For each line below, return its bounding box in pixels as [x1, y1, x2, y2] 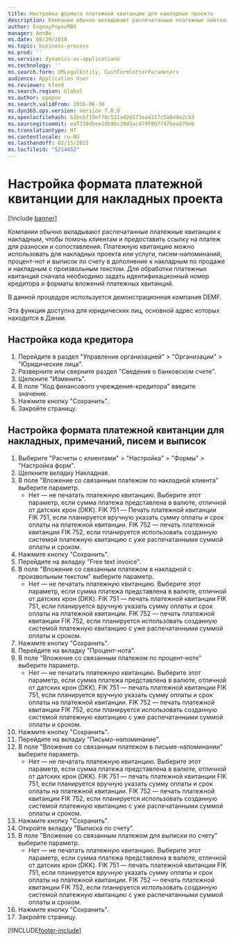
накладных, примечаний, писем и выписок [8, 435, 207, 447]
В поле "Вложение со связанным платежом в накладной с [17, 565, 192, 573]
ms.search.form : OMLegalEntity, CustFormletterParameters [8, 68, 179, 75]
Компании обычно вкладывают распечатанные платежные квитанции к [8, 227, 221, 235]
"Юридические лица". [17, 359, 83, 368]
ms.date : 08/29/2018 [8, 36, 68, 43]
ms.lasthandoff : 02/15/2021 [8, 140, 90, 147]
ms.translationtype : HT [8, 127, 77, 134]
